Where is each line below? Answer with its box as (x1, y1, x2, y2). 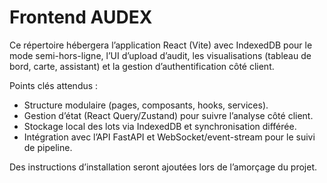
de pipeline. (23, 141, 73, 153)
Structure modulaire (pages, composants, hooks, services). (23, 99, 269, 111)
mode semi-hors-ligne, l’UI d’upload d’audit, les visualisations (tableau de (9, 49, 312, 61)
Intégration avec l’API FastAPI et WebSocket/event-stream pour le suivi (23, 131, 316, 143)
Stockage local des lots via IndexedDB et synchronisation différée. (23, 120, 297, 132)
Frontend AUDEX (9, 6, 153, 29)
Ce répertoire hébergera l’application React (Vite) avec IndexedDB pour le (9, 39, 313, 51)
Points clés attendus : (9, 79, 99, 91)
